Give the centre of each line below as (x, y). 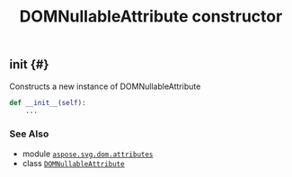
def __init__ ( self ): (48, 102)
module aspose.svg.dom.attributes (88, 154)
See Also (29, 134)
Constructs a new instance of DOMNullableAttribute (105, 86)
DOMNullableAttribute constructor (151, 17)
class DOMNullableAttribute (73, 163)
